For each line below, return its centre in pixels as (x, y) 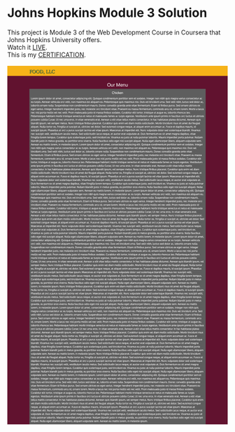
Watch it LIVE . (27, 47)
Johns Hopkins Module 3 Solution (107, 13)
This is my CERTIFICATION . (47, 55)
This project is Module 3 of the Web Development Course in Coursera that (114, 32)
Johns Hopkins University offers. (55, 39)
